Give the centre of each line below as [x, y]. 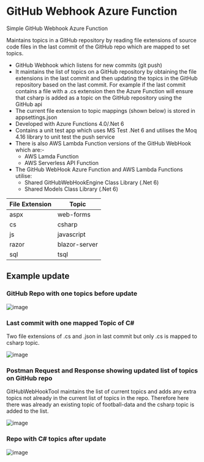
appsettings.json [36, 117]
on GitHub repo [29, 378]
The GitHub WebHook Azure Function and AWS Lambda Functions [99, 169]
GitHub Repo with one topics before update [72, 294]
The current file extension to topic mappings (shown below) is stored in [105, 110]
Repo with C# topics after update [56, 439]
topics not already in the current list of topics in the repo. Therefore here [98, 398]
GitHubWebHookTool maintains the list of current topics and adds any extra [101, 391]
